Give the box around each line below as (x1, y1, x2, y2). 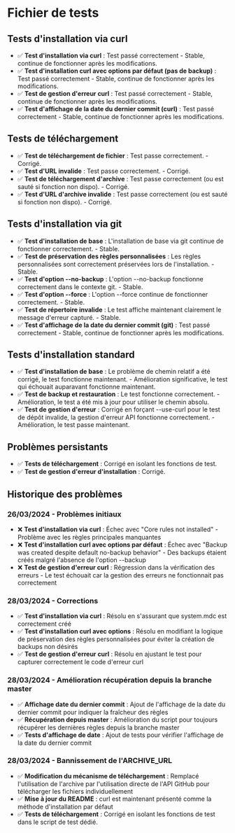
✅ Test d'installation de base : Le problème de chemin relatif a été (17, 367, 211, 376)
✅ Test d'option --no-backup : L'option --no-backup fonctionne (17, 274, 204, 283)
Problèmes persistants (7, 441, 108, 453)
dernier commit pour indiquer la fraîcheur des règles (17, 708, 169, 716)
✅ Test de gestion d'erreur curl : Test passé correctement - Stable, (17, 90, 213, 97)
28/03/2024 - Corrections (7, 596, 99, 605)
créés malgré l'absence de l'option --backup (17, 555, 147, 564)
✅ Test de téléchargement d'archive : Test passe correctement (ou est (17, 174, 224, 183)
